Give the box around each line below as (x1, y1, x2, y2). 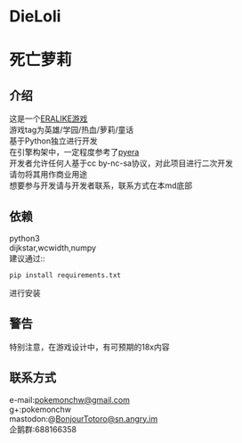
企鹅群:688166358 (9, 423, 77, 434)
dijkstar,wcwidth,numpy (9, 242, 96, 253)
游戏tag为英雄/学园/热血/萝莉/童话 (9, 125, 134, 135)
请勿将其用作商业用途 (9, 169, 87, 180)
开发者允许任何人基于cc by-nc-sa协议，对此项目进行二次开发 (9, 158, 233, 168)
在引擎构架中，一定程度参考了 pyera (9, 147, 140, 158)
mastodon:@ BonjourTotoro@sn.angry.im (9, 413, 158, 424)
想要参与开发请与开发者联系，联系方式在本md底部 (9, 180, 193, 191)
